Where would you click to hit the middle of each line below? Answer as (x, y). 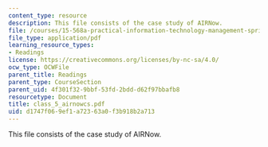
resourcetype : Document (48, 97)
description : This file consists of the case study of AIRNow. (116, 23)
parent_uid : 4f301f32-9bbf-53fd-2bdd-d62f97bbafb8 (94, 89)
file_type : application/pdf (55, 38)
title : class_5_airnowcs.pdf (57, 104)
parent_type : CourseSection (55, 82)
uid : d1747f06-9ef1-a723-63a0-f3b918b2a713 (82, 112)
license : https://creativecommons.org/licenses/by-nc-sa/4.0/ (114, 60)
